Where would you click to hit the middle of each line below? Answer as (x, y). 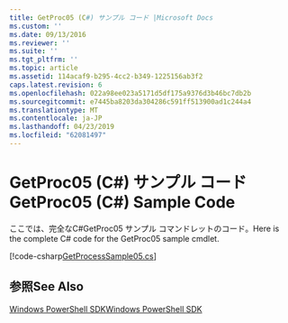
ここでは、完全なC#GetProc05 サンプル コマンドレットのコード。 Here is (144, 228)
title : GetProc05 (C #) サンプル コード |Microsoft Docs (112, 18)
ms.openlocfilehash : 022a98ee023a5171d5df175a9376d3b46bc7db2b (130, 93)
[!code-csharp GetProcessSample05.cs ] (83, 256)
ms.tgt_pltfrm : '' (44, 60)
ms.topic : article (44, 69)
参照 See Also (46, 286)
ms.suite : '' (34, 51)
